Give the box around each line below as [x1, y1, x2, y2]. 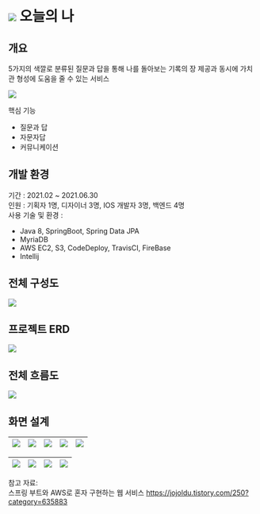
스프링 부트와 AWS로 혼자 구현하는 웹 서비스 [8, 488, 145, 497]
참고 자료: [8, 478, 38, 488]
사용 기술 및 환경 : [8, 210, 63, 219]
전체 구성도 [8, 276, 59, 290]
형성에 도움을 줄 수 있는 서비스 [16, 74, 109, 83]
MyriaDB [19, 234, 49, 244]
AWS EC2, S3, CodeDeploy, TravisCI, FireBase [19, 243, 171, 253]
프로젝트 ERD [8, 323, 70, 336]
